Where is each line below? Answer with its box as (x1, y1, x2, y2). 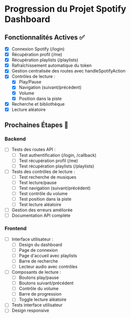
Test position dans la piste (19, 196, 72, 202)
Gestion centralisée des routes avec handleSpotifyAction (11, 68, 126, 74)
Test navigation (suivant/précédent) (19, 185, 91, 191)
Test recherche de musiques (19, 174, 76, 180)
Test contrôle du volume (19, 190, 68, 196)
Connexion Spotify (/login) (11, 46, 65, 52)
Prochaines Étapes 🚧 (4, 121, 69, 130)
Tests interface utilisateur (11, 302, 63, 308)
